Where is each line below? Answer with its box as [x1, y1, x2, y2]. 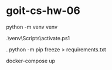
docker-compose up [6, 57, 56, 64]
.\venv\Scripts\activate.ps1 [6, 34, 70, 41]
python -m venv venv [6, 23, 57, 30]
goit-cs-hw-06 [6, 4, 80, 17]
